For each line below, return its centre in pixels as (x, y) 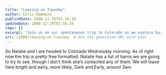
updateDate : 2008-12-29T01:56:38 (40, 23)
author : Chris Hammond (28, 14)
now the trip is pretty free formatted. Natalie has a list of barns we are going (82, 56)
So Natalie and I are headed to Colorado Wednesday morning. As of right (80, 51)
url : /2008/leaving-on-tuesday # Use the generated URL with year (76, 37)
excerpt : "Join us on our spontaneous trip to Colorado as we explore (79, 33)
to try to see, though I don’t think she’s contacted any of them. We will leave (82, 62)
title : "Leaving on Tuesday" (35, 10)
